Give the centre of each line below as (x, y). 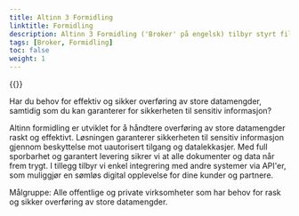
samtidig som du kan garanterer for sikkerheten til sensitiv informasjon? (141, 111)
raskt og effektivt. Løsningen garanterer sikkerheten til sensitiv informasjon (147, 137)
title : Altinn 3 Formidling (61, 17)
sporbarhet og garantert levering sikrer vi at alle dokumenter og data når (142, 156)
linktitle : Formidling (51, 26)
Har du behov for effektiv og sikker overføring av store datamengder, (136, 101)
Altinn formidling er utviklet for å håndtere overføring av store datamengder (147, 128)
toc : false (29, 51)
